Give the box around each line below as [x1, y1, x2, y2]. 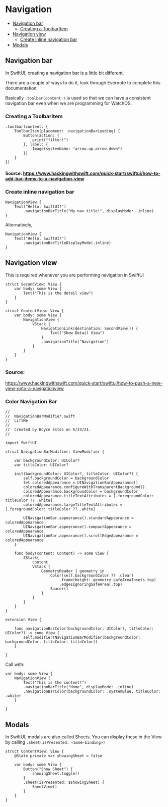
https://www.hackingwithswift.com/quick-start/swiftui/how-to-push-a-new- [5, 380, 162, 386]
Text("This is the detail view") [23, 291, 94, 296]
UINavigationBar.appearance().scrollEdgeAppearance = [23, 533, 138, 539]
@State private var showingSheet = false [14, 753, 102, 758]
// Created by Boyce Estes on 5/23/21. [5, 427, 92, 433]
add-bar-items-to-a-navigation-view [5, 175, 85, 181]
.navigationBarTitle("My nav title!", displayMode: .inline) [23, 208, 154, 213]
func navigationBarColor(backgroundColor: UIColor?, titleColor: [14, 626, 154, 631]
